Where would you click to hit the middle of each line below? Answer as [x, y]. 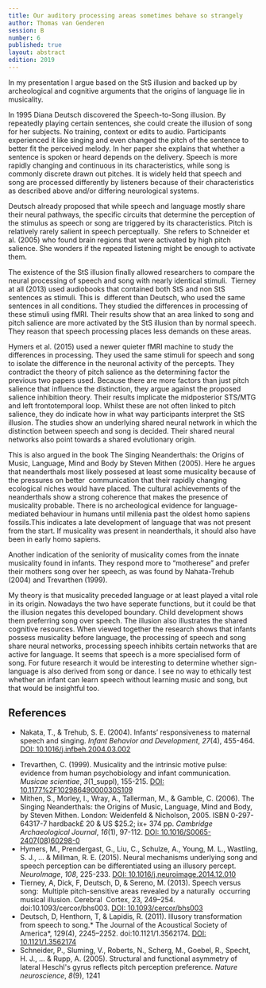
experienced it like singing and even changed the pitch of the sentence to [128, 140]
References [37, 713]
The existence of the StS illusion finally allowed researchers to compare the [132, 272]
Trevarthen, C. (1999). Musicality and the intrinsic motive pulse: [123, 764]
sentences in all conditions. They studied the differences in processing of [128, 306]
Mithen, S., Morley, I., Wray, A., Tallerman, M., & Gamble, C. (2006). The [137, 798]
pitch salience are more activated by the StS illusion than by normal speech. [132, 322]
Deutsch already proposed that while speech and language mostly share [127, 206]
